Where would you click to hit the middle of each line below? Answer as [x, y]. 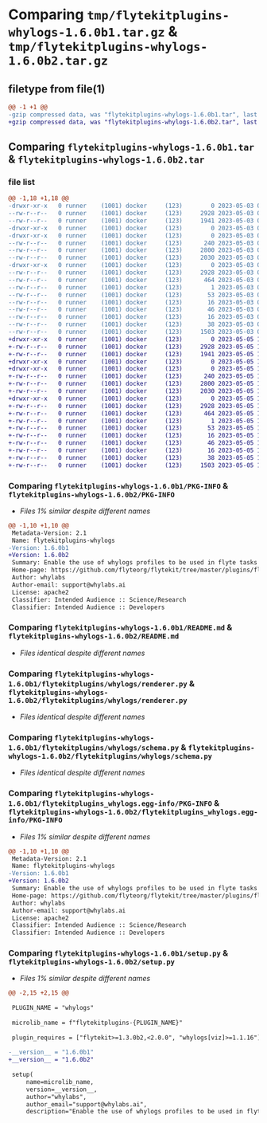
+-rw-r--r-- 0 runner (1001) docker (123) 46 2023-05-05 [131, 443]
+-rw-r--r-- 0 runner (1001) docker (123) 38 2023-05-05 [131, 457]
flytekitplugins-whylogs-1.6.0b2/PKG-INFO [91, 495]
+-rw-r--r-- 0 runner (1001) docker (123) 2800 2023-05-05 [131, 384]
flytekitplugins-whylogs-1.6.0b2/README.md [94, 636]
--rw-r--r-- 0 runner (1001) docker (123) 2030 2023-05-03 [131, 258]
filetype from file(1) [57, 89]
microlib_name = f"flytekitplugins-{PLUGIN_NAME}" [97, 1023]
